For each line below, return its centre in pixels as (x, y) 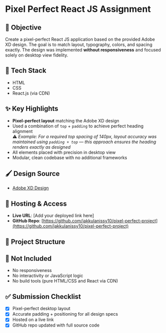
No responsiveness (32, 271)
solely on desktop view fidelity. (37, 55)
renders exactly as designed (41, 147)
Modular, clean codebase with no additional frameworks (70, 158)
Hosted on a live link (33, 320)
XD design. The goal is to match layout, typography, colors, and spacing (79, 45)
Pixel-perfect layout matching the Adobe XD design (66, 120)
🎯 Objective (23, 28)
